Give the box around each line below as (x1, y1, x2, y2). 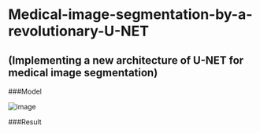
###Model (8, 87, 42, 96)
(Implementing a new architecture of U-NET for (8, 54, 244, 67)
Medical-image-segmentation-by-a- (8, 6, 253, 24)
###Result (8, 117, 42, 127)
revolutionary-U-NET (8, 22, 150, 40)
